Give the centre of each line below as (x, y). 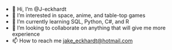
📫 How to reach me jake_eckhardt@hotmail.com (72, 41)
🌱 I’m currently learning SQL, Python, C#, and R (70, 21)
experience (26, 34)
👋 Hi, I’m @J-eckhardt (39, 9)
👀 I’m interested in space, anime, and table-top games (79, 15)
